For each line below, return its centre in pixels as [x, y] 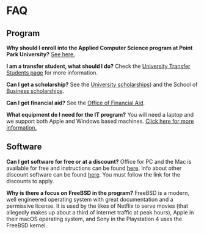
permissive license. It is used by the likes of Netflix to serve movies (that [97, 206]
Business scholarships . [35, 91]
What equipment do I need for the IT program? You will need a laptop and [100, 115]
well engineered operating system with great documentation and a [90, 199]
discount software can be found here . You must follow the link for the [93, 174]
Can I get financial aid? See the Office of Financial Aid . [76, 103]
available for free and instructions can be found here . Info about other [94, 168]
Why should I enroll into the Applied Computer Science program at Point [100, 48]
